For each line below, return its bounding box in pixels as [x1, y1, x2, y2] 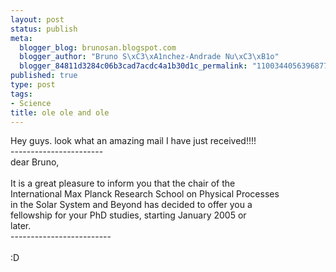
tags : [10, 89, 33, 99]
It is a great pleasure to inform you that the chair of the [10, 177, 236, 190]
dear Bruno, [10, 156, 60, 168]
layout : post [10, 14, 65, 25]
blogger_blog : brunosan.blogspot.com [19, 42, 177, 53]
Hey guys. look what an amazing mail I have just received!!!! [10, 135, 257, 147]
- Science [10, 98, 52, 108]
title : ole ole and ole [10, 107, 110, 118]
